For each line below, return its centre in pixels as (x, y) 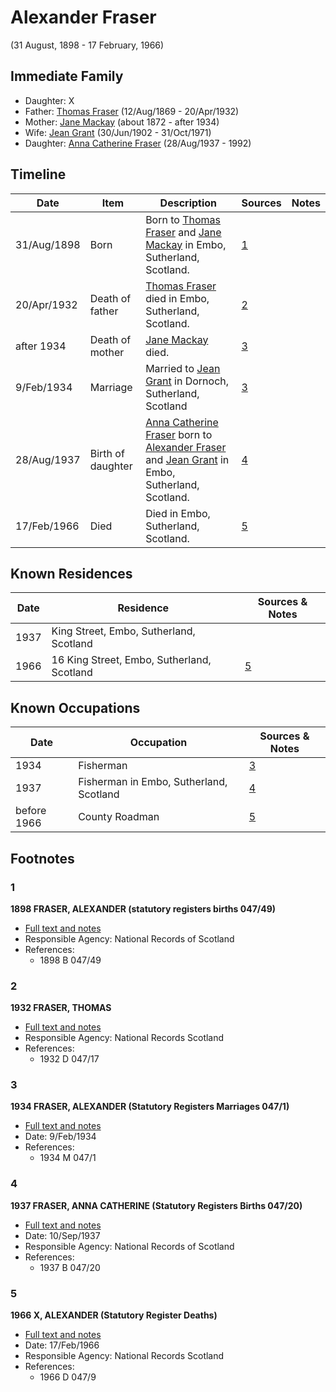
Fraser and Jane (183, 232)
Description (188, 203)
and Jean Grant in (187, 459)
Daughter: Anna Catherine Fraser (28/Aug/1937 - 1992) (138, 143)
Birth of (107, 453)
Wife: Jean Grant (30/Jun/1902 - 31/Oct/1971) (118, 132)
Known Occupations (75, 707)
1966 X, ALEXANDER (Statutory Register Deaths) (114, 1315)
